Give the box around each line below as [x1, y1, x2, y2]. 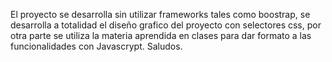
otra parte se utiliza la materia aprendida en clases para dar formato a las [10, 30, 312, 41]
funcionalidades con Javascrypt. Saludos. [10, 40, 183, 52]
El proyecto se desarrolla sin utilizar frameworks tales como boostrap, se [10, 9, 311, 20]
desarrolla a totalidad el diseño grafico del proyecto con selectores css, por [10, 19, 322, 31]
